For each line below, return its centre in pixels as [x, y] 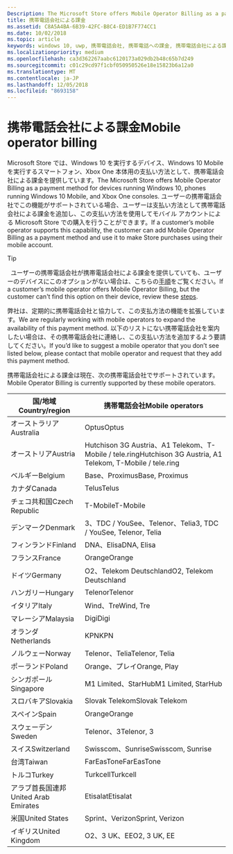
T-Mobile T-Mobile [115, 505]
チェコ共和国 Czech [42, 502]
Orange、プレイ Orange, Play [131, 667]
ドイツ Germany [36, 576]
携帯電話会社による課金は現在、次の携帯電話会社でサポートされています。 [113, 375]
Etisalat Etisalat [108, 796]
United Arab [30, 797]
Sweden [24, 737]
